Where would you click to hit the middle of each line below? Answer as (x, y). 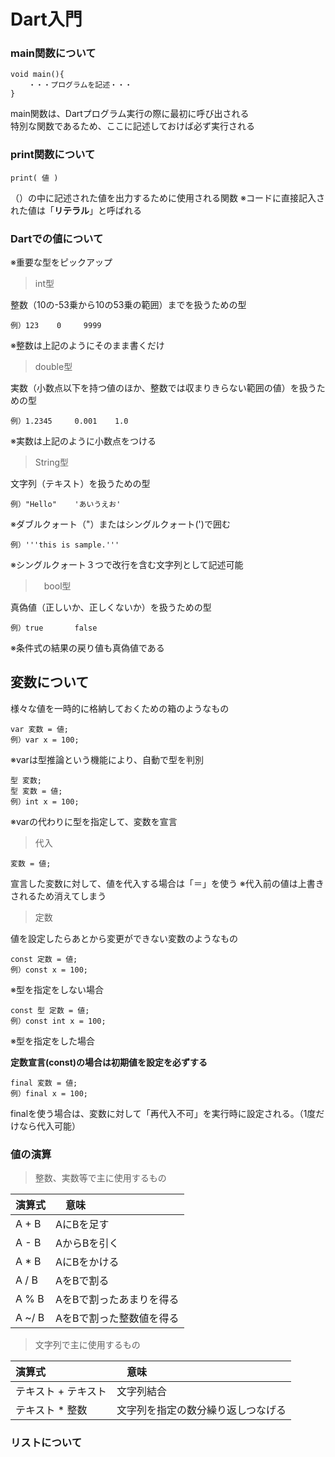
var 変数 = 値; (39, 729)
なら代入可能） (49, 1126)
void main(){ (37, 75)
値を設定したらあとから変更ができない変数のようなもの (124, 938)
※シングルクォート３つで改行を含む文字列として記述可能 (127, 565)
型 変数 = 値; (36, 791)
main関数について (53, 53)
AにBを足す (82, 1225)
